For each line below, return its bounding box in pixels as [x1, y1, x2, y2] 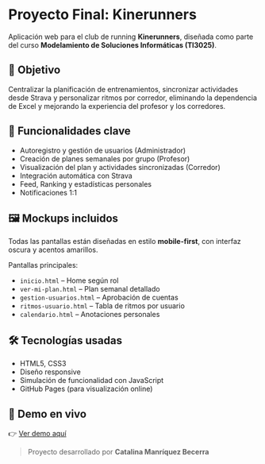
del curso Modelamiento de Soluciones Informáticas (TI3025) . [8, 40, 217, 49]
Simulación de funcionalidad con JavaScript [19, 376, 164, 385]
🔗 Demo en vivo [8, 407, 87, 420]
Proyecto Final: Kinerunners [8, 6, 197, 24]
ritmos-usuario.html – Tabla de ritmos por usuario [19, 301, 185, 311]
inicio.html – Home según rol [19, 276, 119, 285]
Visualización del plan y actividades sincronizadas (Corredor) [19, 162, 221, 172]
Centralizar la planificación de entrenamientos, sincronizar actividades [8, 84, 239, 94]
